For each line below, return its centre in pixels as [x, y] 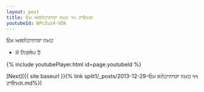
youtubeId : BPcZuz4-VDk [37, 23]
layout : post [23, 12]
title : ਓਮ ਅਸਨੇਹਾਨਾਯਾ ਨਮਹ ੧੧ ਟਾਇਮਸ [50, 18]
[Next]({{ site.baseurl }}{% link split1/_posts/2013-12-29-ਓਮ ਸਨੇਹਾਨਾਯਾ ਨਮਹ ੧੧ [102, 76]
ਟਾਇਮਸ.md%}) [24, 83]
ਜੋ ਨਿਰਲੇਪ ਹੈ [28, 53]
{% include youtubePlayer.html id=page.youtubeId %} [74, 65]
